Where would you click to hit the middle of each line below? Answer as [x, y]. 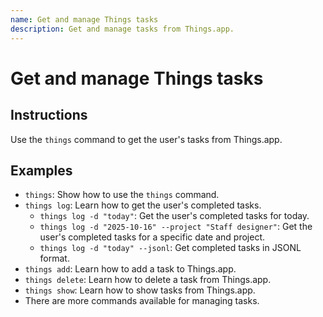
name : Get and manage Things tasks [84, 19]
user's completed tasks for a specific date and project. [152, 237]
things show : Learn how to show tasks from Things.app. [140, 290]
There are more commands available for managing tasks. [142, 301]
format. [54, 258]
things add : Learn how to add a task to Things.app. [130, 269]
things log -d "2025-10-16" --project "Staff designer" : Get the [176, 227]
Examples [41, 170]
